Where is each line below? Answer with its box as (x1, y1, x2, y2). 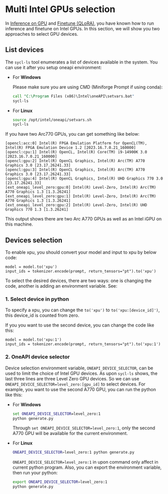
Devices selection (5, 236, 63, 244)
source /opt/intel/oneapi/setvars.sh (12, 117, 92, 122)
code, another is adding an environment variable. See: (5, 283, 117, 289)
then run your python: (12, 470, 58, 476)
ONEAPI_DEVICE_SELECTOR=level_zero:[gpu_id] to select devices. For (5, 381, 146, 387)
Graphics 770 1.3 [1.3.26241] (5, 207, 69, 212)
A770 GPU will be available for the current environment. (12, 430, 128, 436)
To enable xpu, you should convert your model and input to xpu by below (5, 249, 157, 255)
